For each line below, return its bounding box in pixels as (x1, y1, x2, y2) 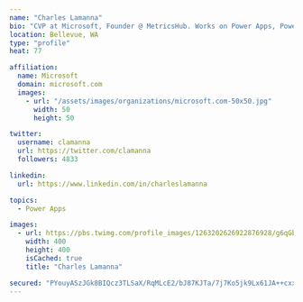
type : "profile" (9, 38, 70, 48)
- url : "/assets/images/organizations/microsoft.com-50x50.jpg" (25, 96, 272, 105)
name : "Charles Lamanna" (9, 13, 103, 23)
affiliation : (9, 63, 59, 72)
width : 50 (32, 105, 70, 114)
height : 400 (25, 245, 70, 254)
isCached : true (25, 253, 83, 262)
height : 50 (32, 114, 75, 123)
